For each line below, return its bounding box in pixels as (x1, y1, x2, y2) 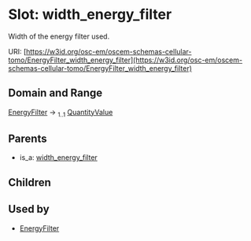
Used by (8, 202, 50, 216)
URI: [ (8, 46, 27, 56)
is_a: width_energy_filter (19, 153, 98, 162)
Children (8, 176, 51, 189)
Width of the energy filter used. (8, 32, 110, 41)
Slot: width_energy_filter (8, 6, 172, 24)
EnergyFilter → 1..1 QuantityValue (8, 107, 113, 119)
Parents (8, 132, 47, 145)
